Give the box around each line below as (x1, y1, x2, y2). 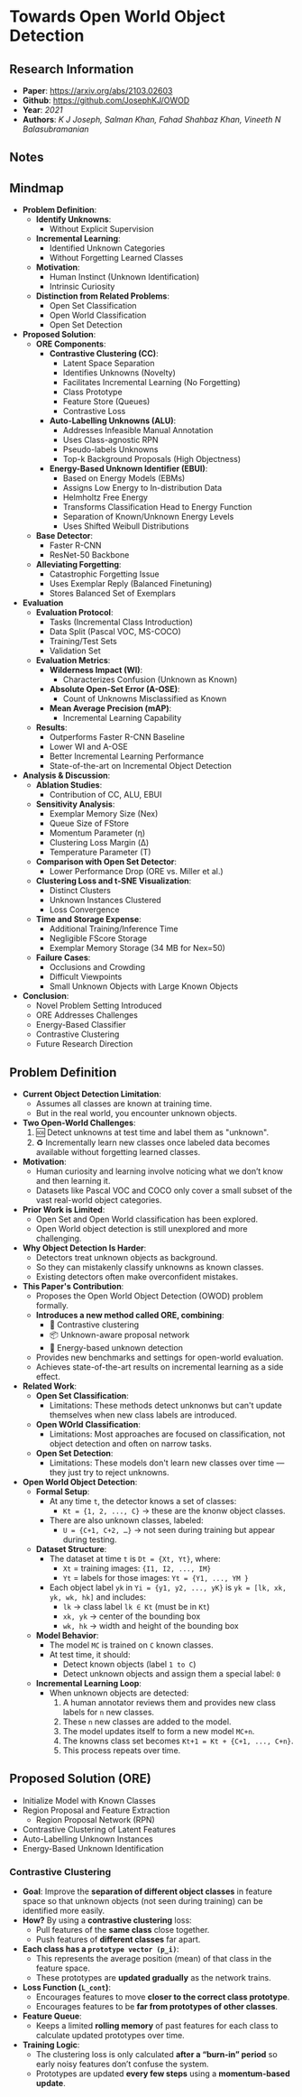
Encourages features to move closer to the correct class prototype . (35, 1991, 290, 2002)
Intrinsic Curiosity (49, 282, 115, 292)
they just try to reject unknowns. (49, 1467, 169, 1478)
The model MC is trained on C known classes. (49, 1640, 214, 1650)
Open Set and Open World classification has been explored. (35, 1214, 259, 1224)
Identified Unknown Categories (49, 243, 165, 254)
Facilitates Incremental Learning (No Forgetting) (62, 377, 241, 388)
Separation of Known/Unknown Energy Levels (62, 512, 234, 522)
